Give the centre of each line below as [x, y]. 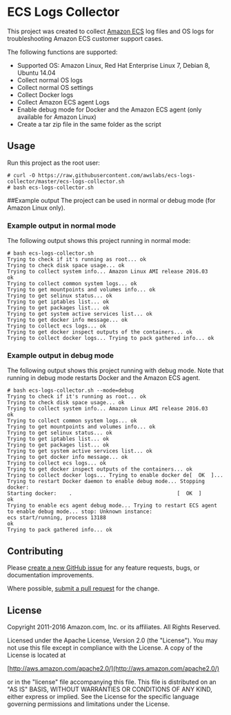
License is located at [37, 655]
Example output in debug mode [61, 355]
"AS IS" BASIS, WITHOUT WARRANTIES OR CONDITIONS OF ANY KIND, [110, 689]
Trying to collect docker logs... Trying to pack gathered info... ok [111, 338]
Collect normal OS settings [55, 87]
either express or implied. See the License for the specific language [103, 696]
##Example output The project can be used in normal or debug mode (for [111, 200]
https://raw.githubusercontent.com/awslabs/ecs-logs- [117, 175]
